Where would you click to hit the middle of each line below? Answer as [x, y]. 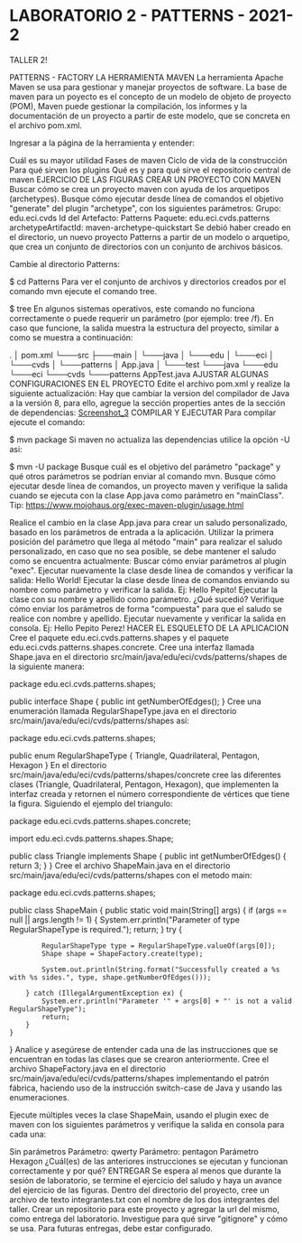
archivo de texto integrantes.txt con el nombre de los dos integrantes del [144, 1199]
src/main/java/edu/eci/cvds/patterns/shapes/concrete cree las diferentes [145, 775]
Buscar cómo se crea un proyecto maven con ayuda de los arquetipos [140, 189]
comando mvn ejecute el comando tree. [83, 291]
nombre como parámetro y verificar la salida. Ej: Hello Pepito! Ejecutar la [143, 589]
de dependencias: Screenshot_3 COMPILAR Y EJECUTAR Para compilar [143, 413]
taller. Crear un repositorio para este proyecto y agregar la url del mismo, [145, 1209]
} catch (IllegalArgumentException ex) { [104, 993]
